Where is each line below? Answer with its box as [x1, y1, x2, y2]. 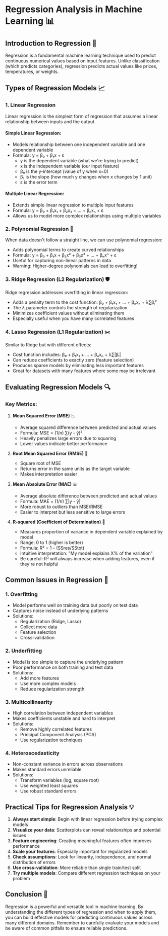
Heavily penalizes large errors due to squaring [20, 435, 117, 441]
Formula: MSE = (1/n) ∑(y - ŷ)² [20, 429, 83, 436]
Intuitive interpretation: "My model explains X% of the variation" [20, 550, 153, 556]
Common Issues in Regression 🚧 [5, 575, 108, 584]
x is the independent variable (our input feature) [20, 163, 120, 169]
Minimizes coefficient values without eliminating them [12, 310, 125, 316]
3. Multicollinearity [5, 698, 53, 705]
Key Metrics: [5, 401, 37, 408]
